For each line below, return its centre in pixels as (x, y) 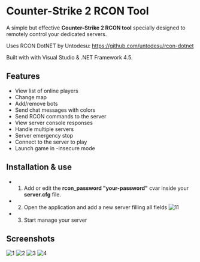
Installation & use (39, 167)
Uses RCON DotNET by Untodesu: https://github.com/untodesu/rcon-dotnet (100, 46)
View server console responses (54, 123)
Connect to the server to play (51, 142)
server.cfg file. (43, 194)
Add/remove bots (36, 103)
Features (23, 76)
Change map (31, 97)
